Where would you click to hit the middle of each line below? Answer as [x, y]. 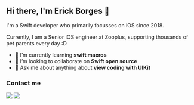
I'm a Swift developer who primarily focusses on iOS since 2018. [85, 25]
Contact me [24, 83]
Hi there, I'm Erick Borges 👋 [58, 11]
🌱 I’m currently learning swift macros [61, 55]
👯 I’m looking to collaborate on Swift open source [76, 61]
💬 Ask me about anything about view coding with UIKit [83, 67]
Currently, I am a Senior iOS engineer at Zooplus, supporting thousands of [97, 37]
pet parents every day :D [37, 43]
